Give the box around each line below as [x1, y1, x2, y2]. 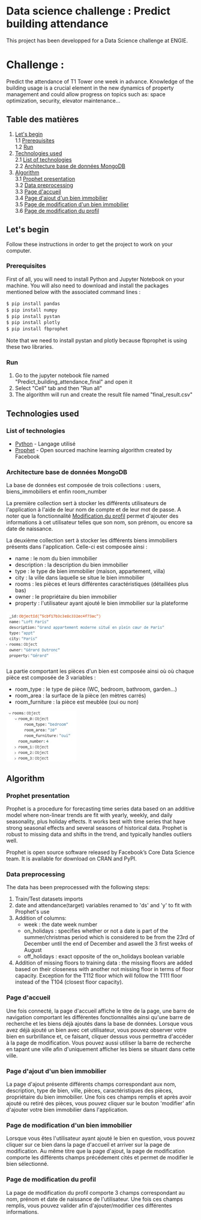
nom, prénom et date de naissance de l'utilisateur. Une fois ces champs [6, 1195, 183, 1203]
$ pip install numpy [6, 307, 58, 313]
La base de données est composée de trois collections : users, [6, 482, 161, 489]
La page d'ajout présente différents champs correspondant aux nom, [6, 1081, 177, 1088]
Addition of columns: [14, 915, 67, 922]
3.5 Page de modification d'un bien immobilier [14, 200, 129, 208]
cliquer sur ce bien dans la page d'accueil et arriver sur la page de [6, 1141, 170, 1148]
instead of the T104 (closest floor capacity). [14, 978, 124, 986]
